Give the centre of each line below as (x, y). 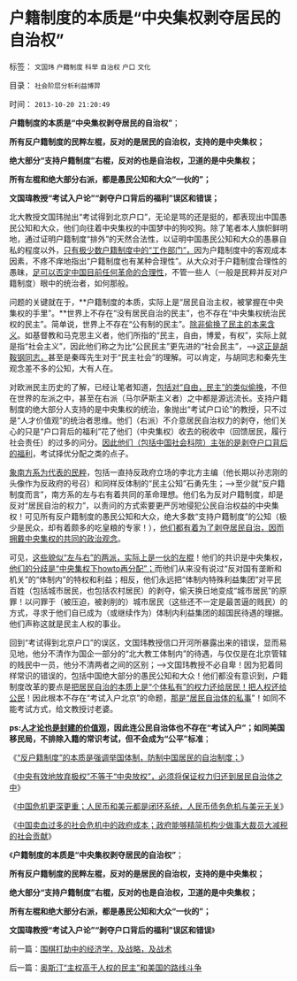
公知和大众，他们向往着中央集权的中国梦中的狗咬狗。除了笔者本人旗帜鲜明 (152, 227)
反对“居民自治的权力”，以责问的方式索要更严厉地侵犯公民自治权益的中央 (141, 505)
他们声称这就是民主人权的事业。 (67, 624)
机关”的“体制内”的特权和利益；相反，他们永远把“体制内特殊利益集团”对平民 (145, 579)
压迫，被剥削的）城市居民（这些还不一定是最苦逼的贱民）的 (179, 602)
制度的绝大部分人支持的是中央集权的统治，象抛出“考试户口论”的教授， (137, 409)
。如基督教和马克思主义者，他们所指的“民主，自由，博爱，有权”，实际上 (148, 335)
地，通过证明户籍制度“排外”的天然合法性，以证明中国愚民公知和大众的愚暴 (145, 239)
